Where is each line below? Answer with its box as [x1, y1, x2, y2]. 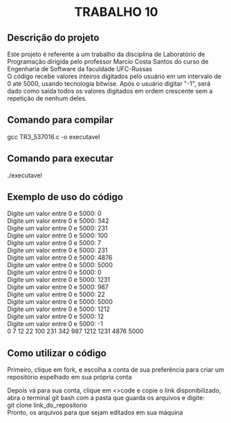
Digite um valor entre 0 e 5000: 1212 [7, 305, 111, 314]
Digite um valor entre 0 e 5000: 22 [7, 290, 106, 298]
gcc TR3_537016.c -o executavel [7, 132, 100, 141]
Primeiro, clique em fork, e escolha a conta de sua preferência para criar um [7, 366, 225, 374]
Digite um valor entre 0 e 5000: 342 [7, 217, 109, 225]
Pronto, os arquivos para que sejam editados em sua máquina [7, 408, 183, 417]
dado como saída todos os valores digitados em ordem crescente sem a [7, 87, 213, 95]
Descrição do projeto [7, 32, 100, 44]
